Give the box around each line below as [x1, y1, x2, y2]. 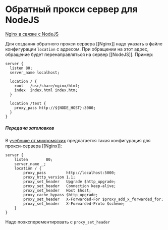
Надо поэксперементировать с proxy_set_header [5, 218, 110, 225]
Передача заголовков [5, 125, 54, 131]
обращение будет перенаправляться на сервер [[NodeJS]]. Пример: [5, 51, 154, 57]
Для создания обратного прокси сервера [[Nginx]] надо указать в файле [5, 40, 163, 46]
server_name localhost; [10, 70, 60, 75]
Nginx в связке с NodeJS [5, 31, 59, 37]
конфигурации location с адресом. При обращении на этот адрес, [5, 46, 149, 52]
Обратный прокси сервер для [5, 4, 138, 15]
